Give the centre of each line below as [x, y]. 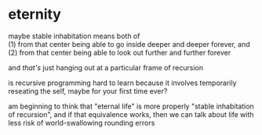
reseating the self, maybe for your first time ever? [88, 91]
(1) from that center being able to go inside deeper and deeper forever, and [129, 44]
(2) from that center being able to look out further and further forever [120, 52]
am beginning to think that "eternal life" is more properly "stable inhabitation [131, 106]
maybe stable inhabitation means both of [74, 36]
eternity [35, 14]
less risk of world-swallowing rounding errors [82, 123]
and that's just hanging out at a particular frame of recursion [106, 67]
